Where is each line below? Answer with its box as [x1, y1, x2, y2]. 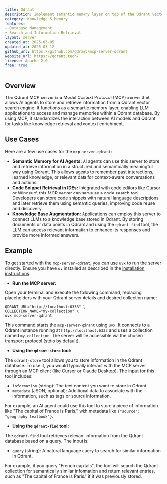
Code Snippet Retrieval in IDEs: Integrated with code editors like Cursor [12, 185, 161, 191]
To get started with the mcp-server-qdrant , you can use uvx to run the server [5, 260, 162, 266]
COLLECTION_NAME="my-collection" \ [5, 309, 79, 314]
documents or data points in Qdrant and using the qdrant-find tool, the [12, 221, 158, 227]
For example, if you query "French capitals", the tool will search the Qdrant [5, 462, 158, 468]
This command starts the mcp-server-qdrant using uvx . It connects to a [5, 322, 150, 328]
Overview [5, 81, 36, 90]
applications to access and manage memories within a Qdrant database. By [5, 110, 160, 116]
